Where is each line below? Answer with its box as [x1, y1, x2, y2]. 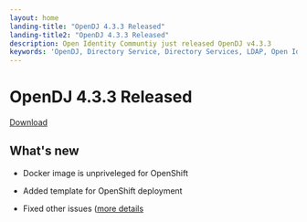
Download [9, 117, 48, 128]
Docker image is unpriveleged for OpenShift [22, 167, 189, 178]
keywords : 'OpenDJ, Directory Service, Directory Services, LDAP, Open [9, 48, 288, 57]
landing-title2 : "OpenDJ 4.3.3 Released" [9, 30, 170, 39]
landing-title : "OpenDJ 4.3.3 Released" [9, 22, 166, 31]
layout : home [9, 13, 59, 23]
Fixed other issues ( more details [22, 203, 144, 214]
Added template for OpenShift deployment [22, 185, 183, 196]
